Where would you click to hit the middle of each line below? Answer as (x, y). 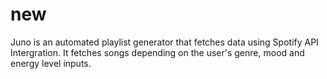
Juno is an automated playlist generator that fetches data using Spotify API (164, 42)
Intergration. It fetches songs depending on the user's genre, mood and (157, 52)
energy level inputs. (51, 63)
